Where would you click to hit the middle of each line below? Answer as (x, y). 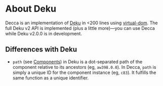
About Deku (31, 9)
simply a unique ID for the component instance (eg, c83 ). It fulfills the (84, 72)
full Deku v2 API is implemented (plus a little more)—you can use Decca (80, 28)
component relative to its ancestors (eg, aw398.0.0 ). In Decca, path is (84, 67)
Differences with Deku (41, 49)
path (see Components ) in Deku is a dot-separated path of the (77, 62)
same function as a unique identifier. (51, 78)
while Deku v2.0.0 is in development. (44, 33)
